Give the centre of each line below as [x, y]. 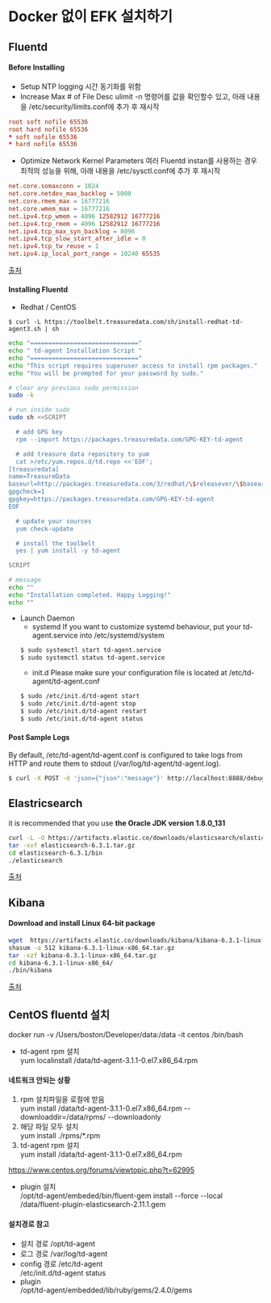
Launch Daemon [47, 618]
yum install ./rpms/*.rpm [60, 1136]
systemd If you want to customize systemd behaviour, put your [137, 626]
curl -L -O [27, 838]
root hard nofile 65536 [48, 129]
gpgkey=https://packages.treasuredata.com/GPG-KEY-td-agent [112, 499]
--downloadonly [134, 1117]
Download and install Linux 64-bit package [82, 923]
